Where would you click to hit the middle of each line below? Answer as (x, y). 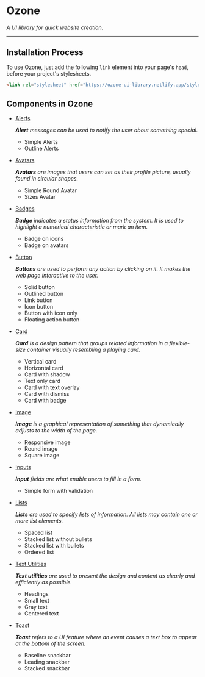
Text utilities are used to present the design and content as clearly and (105, 576)
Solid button (39, 287)
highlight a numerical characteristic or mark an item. (81, 227)
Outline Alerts (41, 149)
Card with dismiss (47, 394)
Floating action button (52, 320)
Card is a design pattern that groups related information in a (91, 343)
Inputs (23, 467)
